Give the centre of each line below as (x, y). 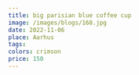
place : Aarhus (31, 37)
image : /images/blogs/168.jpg (58, 23)
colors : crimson (35, 52)
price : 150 (26, 59)
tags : (17, 45)
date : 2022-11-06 (37, 30)
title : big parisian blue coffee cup (70, 15)
